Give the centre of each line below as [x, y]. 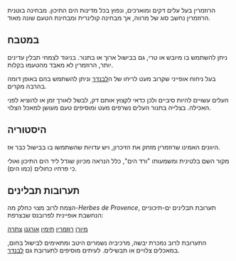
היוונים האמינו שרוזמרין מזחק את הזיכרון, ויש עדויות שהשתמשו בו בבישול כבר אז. [114, 147]
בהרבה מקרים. [27, 86]
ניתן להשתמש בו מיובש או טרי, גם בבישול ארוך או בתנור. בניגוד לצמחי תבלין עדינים [117, 57]
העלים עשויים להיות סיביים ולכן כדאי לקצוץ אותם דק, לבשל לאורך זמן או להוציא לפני [118, 100]
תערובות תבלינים [44, 191]
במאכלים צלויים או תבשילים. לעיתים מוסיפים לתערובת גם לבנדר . [93, 250]
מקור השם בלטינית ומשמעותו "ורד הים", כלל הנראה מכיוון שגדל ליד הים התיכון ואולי [118, 161]
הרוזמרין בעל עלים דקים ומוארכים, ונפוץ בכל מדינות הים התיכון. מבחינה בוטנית [111, 10]
